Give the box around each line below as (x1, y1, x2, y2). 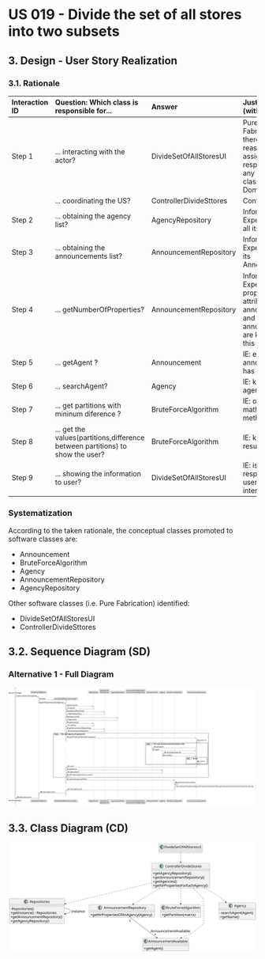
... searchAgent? (54, 381, 108, 391)
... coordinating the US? (54, 195, 131, 205)
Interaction (11, 97, 49, 108)
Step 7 (11, 405, 33, 415)
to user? (54, 477, 81, 487)
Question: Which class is (54, 97, 139, 108)
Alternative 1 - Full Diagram (8, 669, 114, 680)
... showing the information (54, 468, 142, 478)
